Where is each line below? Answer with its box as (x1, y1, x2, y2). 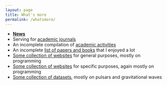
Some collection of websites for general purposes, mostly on (12, 52, 141, 59)
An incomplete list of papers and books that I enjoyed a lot (12, 47, 135, 53)
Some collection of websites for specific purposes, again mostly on (12, 63, 154, 69)
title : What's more (5, 12, 47, 17)
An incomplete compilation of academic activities (12, 42, 116, 48)
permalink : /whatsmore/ (5, 17, 56, 22)
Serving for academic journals (12, 36, 76, 42)
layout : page (5, 7, 33, 13)
